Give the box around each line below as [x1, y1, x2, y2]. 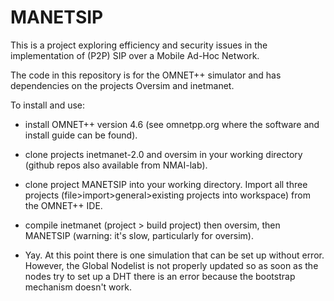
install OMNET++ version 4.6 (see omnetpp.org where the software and [24, 118, 320, 130]
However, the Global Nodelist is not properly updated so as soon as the [24, 259, 319, 271]
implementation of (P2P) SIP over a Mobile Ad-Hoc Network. [10, 49, 260, 61]
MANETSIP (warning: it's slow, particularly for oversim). [24, 229, 254, 241]
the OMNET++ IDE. [24, 199, 103, 211]
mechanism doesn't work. [24, 281, 132, 293]
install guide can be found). [24, 129, 138, 141]
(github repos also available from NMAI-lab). [24, 159, 208, 171]
